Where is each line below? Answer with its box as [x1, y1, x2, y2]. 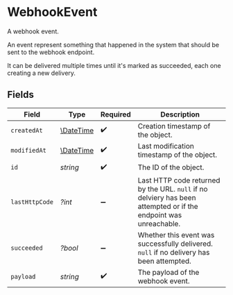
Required [100, 109, 132, 119]
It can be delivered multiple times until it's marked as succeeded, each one [7, 61, 221, 69]
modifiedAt [10, 146, 46, 154]
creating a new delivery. [7, 69, 76, 77]
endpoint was [137, 210, 182, 219]
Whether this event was [137, 230, 215, 239]
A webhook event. [7, 27, 59, 35]
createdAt [10, 126, 43, 134]
